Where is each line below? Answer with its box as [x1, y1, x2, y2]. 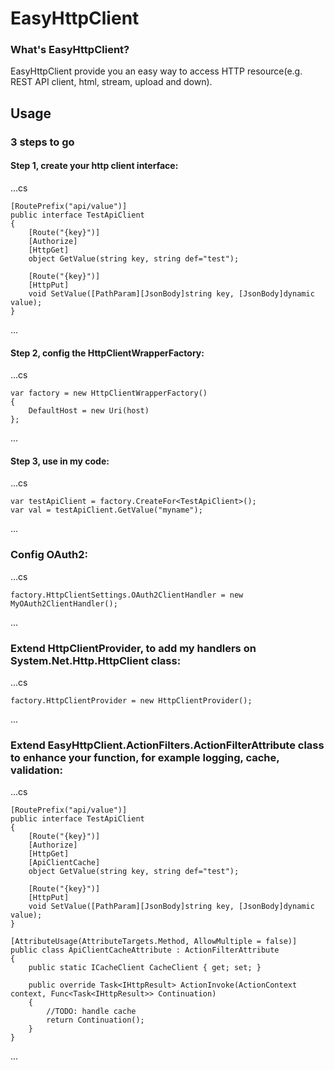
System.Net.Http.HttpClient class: [10, 653, 182, 667]
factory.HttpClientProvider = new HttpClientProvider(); [10, 696, 253, 706]
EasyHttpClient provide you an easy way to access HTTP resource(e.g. [10, 65, 303, 77]
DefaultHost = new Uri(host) [28, 406, 150, 416]
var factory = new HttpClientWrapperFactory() [10, 388, 208, 399]
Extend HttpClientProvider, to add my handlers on [10, 641, 257, 655]
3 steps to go [10, 135, 75, 149]
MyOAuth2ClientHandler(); [10, 598, 118, 609]
